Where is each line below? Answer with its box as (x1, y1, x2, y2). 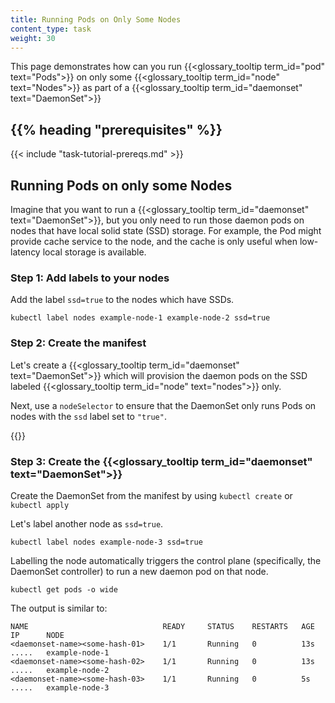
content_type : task (10, 24, 92, 34)
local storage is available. (42, 246, 147, 258)
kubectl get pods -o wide (10, 584, 118, 595)
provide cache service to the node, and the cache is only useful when (10, 236, 298, 247)
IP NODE (10, 630, 65, 640)
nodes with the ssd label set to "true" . (10, 410, 167, 422)
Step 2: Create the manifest (10, 336, 147, 350)
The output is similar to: (10, 602, 108, 614)
